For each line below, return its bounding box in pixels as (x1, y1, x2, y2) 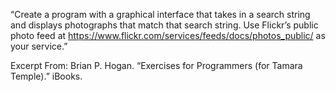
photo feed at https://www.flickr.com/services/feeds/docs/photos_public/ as (10, 30, 326, 41)
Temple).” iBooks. (10, 70, 83, 82)
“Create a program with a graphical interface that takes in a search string (10, 9, 311, 20)
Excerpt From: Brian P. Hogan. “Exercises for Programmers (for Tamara (10, 60, 303, 71)
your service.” (10, 40, 68, 52)
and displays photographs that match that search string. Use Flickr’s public (10, 19, 319, 31)
